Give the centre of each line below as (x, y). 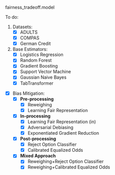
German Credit (35, 44)
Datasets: (22, 27)
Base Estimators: (30, 49)
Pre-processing (37, 99)
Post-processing (38, 139)
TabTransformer (37, 83)
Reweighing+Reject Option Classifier (66, 161)
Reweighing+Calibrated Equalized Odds (69, 167)
